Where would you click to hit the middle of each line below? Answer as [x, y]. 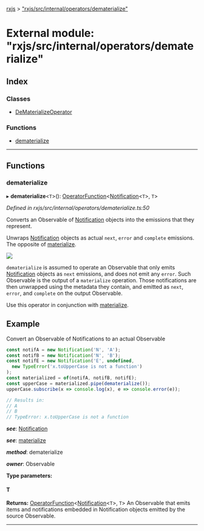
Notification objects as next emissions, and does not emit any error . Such [99, 274]
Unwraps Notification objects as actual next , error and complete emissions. [100, 238]
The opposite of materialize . [42, 244]
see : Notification [27, 429]
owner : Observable [31, 464]
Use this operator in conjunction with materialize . [68, 305]
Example [23, 324]
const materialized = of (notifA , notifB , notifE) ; [72, 378]
